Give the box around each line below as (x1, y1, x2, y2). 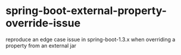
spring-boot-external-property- (5, 4, 167, 18)
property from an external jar (5, 42, 77, 49)
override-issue (5, 16, 81, 30)
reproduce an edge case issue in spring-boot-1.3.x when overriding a (5, 36, 176, 43)
